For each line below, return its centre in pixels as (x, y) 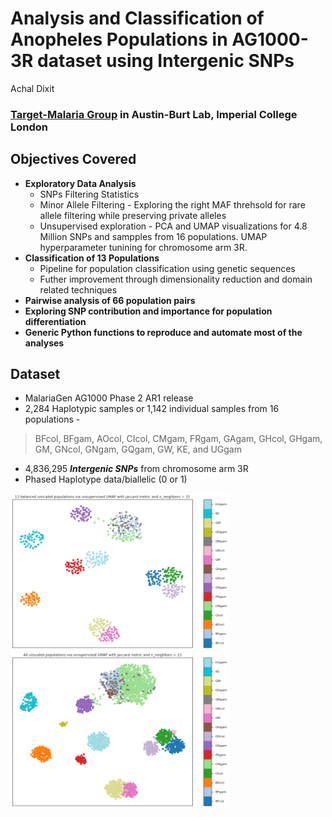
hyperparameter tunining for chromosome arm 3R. (143, 247)
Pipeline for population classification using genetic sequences (167, 268)
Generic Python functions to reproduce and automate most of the (163, 332)
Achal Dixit (32, 88)
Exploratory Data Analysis (80, 183)
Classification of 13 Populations (92, 258)
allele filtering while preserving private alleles (133, 215)
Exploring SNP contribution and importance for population (148, 311)
